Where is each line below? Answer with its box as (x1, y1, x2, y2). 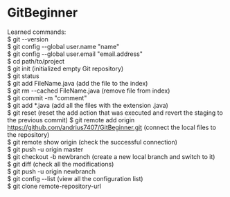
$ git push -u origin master (7, 145, 84, 153)
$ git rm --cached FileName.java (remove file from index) (7, 86, 170, 95)
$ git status (7, 71, 39, 80)
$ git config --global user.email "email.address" (7, 50, 143, 58)
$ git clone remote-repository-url (7, 182, 102, 190)
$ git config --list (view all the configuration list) (7, 174, 143, 182)
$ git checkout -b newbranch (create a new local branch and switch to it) (7, 152, 215, 160)
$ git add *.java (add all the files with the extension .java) (7, 101, 168, 109)
